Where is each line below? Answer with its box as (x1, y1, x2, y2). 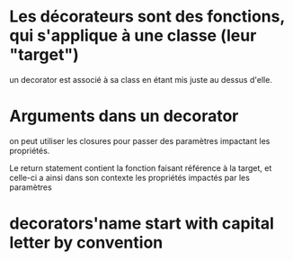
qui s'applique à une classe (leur (9, 25, 257, 46)
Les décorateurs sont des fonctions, (9, 6, 285, 27)
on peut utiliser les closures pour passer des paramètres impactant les (9, 135, 271, 146)
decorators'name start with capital (9, 213, 274, 234)
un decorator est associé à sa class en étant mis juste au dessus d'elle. (9, 74, 272, 85)
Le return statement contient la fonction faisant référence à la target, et (9, 162, 272, 173)
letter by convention (9, 232, 164, 253)
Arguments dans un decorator (9, 106, 239, 127)
